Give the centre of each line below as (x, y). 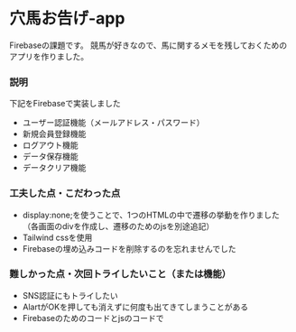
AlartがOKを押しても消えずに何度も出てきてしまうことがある (135, 307)
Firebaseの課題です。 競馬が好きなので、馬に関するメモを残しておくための (148, 45)
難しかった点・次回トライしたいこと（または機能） (120, 274)
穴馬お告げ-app (67, 18)
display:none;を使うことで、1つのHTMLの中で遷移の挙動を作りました (151, 215)
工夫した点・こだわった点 (65, 193)
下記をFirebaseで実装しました (65, 104)
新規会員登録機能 (54, 134)
